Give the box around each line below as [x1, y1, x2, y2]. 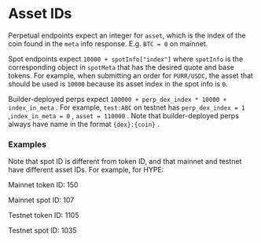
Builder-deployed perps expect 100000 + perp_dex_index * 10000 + [8, 94, 227, 103]
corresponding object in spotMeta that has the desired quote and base [8, 62, 234, 71]
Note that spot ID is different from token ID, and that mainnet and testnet [8, 157, 242, 166]
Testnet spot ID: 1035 [8, 226, 77, 235]
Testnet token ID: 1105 [8, 211, 79, 220]
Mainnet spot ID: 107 [8, 195, 75, 205]
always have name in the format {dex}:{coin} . [8, 119, 160, 129]
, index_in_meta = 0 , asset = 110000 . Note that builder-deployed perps [8, 111, 240, 120]
